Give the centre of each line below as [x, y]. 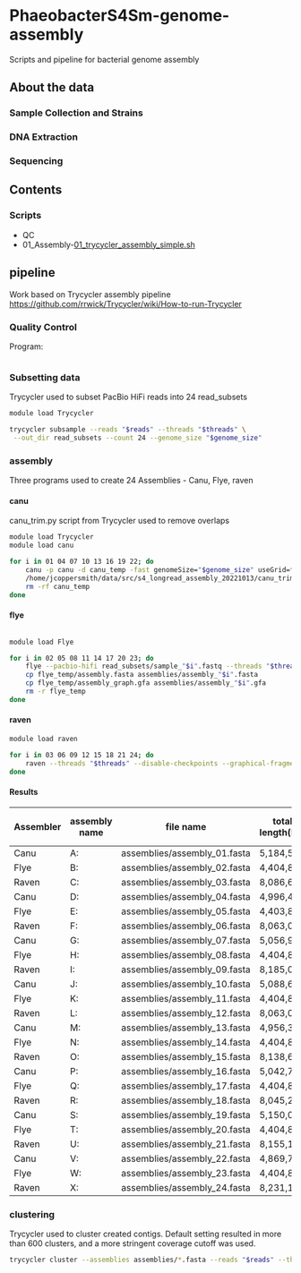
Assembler [38, 826]
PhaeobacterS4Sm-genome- [120, 16]
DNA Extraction [44, 137]
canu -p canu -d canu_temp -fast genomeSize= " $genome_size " [140, 569]
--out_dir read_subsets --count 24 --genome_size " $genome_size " [138, 438]
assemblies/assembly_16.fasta [185, 1071]
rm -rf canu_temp [58, 586]
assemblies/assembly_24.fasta [185, 1187]
